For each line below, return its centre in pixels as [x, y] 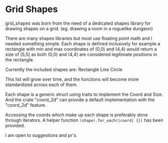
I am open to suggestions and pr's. [41, 135]
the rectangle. [20, 59]
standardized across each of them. [42, 85]
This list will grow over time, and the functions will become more [72, 79]
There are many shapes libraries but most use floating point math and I [79, 38]
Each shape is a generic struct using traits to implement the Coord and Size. [84, 94]
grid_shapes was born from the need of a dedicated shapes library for [78, 23]
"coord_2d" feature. [26, 105]
